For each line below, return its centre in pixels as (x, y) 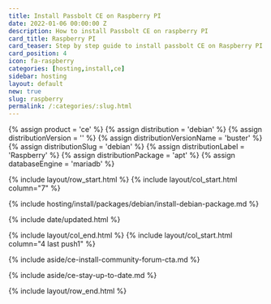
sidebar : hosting (38, 76)
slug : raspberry (36, 99)
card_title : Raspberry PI (52, 39)
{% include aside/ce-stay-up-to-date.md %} (83, 276)
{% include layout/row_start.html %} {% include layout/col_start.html (123, 180)
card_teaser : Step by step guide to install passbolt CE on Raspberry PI (136, 46)
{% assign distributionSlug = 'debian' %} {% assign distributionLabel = (127, 147)
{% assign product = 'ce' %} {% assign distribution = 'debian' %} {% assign (135, 130)
